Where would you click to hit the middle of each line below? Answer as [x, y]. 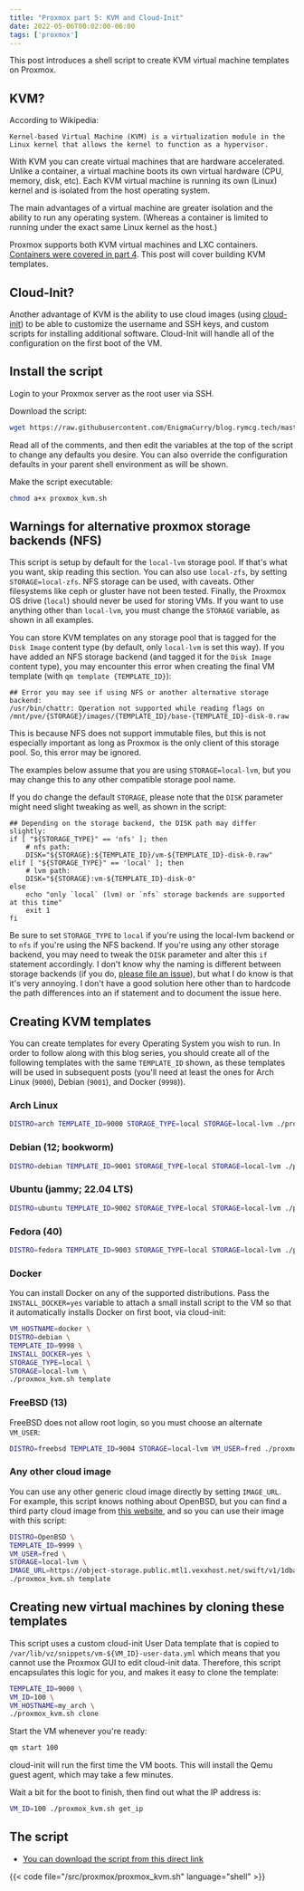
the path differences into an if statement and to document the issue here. [146, 993]
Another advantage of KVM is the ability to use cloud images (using [135, 314]
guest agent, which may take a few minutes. [91, 1775]
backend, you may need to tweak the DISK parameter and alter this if [138, 955]
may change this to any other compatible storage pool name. [123, 780]
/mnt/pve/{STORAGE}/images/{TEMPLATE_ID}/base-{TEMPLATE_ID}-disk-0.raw [149, 716]
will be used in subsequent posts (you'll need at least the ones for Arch [142, 1072]
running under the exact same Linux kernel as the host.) [114, 227]
